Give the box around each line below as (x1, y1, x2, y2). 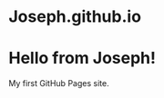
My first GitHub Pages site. (8, 78, 110, 89)
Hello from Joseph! (8, 48, 157, 69)
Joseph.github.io (8, 6, 142, 27)
